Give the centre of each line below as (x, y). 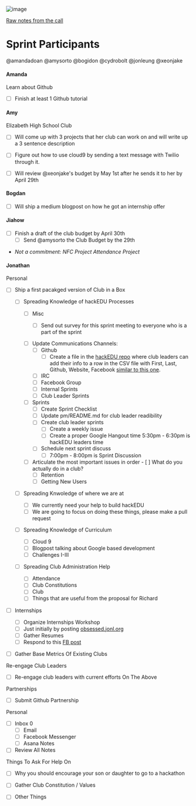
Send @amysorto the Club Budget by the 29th (79, 240)
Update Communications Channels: (75, 343)
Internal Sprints (59, 389)
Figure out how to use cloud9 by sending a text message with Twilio (97, 155)
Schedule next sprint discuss (76, 448)
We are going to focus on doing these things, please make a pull (110, 511)
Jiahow (15, 220)
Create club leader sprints (72, 422)
